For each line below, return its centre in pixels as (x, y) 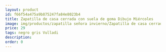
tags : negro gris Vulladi (32, 33)
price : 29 (15, 28)
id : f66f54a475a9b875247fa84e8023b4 (43, 14)
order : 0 (14, 42)
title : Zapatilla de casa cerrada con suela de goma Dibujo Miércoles (79, 19)
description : (19, 38)
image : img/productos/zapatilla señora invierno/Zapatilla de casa (76, 24)
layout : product (22, 10)
